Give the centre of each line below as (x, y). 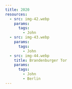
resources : (16, 14)
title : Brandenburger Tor (41, 60)
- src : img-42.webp (30, 19)
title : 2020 (17, 10)
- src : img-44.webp (30, 56)
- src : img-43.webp (30, 38)
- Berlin (32, 79)
